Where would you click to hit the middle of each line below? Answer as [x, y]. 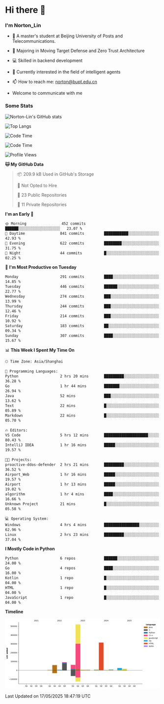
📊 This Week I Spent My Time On [40, 350]
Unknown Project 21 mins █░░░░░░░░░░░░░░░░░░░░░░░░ [82, 504]
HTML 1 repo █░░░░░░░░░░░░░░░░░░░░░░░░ [82, 588]
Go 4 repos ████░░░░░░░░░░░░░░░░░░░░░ [82, 568]
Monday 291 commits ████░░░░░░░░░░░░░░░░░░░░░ [82, 277]
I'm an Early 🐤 [19, 214]
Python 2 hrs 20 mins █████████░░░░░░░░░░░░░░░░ [82, 376]
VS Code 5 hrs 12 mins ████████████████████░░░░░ [82, 435]
